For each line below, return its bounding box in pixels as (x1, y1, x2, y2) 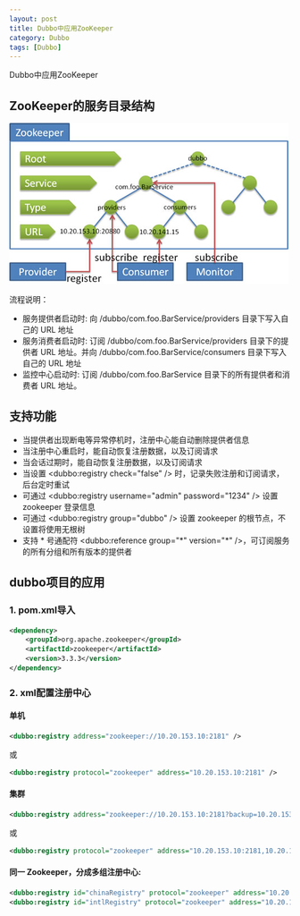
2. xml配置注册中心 (9, 686, 92, 699)
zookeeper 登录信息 (21, 501, 96, 512)
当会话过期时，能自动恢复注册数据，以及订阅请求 (21, 456, 203, 467)
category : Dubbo (9, 33, 70, 42)
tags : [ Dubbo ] (9, 43, 62, 52)
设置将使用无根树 (21, 523, 86, 534)
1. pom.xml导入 (9, 604, 76, 616)
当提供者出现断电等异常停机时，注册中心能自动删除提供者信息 (21, 434, 250, 445)
